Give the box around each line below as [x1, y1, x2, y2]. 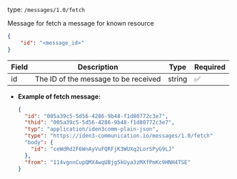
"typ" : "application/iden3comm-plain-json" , [24, 126, 159, 133]
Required [193, 62, 226, 72]
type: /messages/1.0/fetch [7, 6, 86, 13]
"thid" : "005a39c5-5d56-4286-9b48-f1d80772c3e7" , [24, 119, 175, 126]
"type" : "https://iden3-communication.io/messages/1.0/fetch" [24, 132, 213, 140]
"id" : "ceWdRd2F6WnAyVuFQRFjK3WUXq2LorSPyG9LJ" [31, 145, 175, 153]
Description [77, 62, 118, 72]
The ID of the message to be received [34, 74, 161, 84]
